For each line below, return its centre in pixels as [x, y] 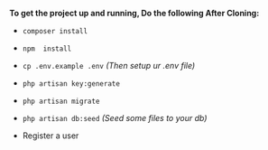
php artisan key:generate [71, 84]
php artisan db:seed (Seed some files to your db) [115, 118]
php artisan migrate [61, 101]
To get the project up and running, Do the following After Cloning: [134, 13]
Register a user [51, 136]
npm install [47, 49]
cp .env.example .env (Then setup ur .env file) [109, 66]
